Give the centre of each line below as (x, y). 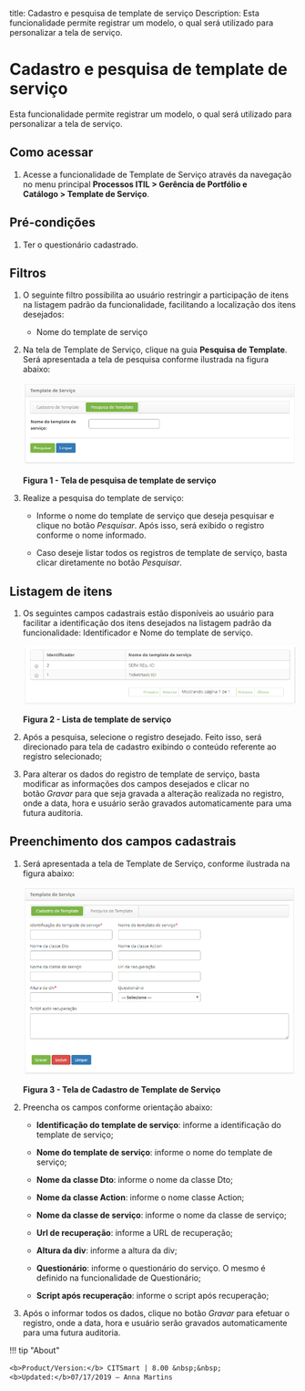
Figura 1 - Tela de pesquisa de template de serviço (119, 481)
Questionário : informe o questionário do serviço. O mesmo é (151, 1268)
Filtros (28, 273)
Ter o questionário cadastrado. (81, 245)
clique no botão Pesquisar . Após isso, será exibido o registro (150, 526)
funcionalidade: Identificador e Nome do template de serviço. (137, 633)
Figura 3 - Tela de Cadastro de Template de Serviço (122, 1089)
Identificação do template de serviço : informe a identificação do (159, 1124)
